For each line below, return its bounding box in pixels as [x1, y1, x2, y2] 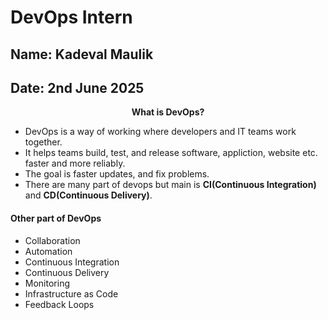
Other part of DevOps [10, 212, 102, 224]
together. [24, 136, 63, 148]
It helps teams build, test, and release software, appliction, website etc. [24, 147, 318, 159]
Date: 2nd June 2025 [10, 79, 145, 96]
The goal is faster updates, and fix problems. [24, 168, 210, 180]
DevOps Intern [10, 6, 133, 29]
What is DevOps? [131, 106, 205, 118]
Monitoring [24, 277, 70, 289]
